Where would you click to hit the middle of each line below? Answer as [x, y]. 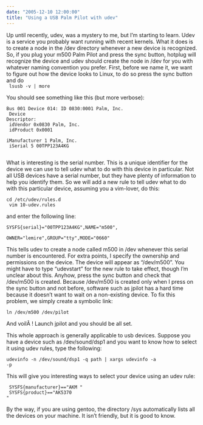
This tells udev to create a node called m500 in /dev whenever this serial [97, 249]
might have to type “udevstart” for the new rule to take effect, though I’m [97, 269]
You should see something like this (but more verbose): [75, 97]
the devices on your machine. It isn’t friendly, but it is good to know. [91, 415]
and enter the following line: [41, 216]
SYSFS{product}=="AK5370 [40, 392]
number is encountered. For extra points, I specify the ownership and [93, 256]
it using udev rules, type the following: [54, 348]
